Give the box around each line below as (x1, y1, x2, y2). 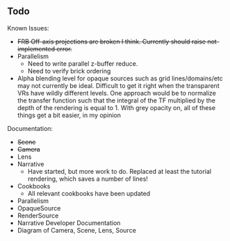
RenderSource (17, 211, 59, 220)
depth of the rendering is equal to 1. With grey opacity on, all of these (17, 103, 216, 111)
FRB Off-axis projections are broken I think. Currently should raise (17, 37, 206, 46)
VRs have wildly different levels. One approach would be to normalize (17, 89, 217, 97)
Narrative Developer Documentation (17, 218, 121, 227)
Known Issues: (7, 24, 49, 32)
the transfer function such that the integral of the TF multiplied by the (17, 96, 215, 105)
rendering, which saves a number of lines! (27, 175, 148, 183)
